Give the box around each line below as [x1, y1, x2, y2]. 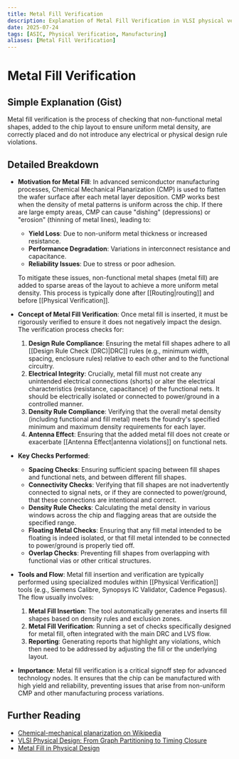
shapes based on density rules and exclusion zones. [28, 614, 182, 623]
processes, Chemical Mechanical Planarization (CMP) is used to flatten [17, 185, 226, 193]
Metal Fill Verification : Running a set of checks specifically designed [28, 622, 231, 630]
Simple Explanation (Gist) [7, 96, 122, 108]
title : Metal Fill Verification [7, 10, 103, 18]
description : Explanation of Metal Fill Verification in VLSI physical [7, 17, 224, 24]
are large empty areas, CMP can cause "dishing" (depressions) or [17, 208, 211, 216]
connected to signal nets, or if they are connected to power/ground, [28, 488, 228, 496]
